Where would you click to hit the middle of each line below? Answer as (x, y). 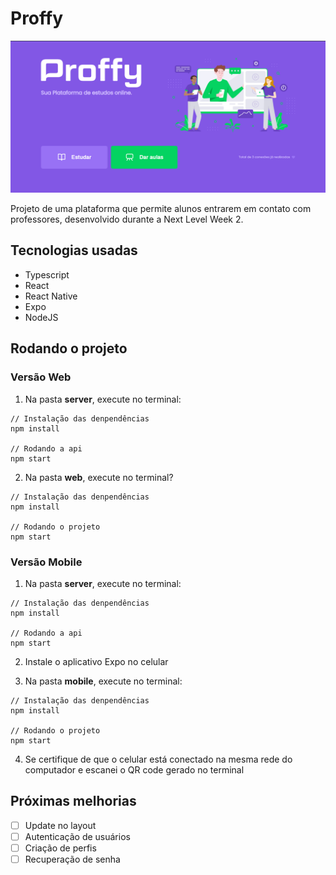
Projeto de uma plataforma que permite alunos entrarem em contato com (161, 209)
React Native (51, 296)
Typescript (47, 274)
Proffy (37, 18)
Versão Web (41, 377)
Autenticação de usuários (77, 836)
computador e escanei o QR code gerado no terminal (134, 769)
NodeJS (41, 317)
